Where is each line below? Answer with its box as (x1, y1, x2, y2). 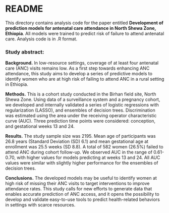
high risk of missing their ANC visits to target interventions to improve (5, 180, 150, 187)
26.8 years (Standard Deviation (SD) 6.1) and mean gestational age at (5, 138, 149, 144)
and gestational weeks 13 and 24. (5, 123, 75, 129)
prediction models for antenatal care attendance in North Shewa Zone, (5, 25, 156, 31)
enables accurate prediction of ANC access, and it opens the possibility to (5, 191, 160, 197)
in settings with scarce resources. (5, 202, 76, 208)
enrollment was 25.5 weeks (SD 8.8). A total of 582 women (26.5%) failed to (5, 144, 163, 150)
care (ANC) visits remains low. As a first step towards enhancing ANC (5, 65, 150, 71)
